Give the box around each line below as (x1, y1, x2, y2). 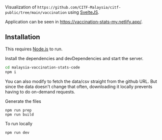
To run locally (5, 120, 33, 126)
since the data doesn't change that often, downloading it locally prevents (5, 83, 153, 90)
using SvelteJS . (68, 9, 100, 15)
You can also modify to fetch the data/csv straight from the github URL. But (5, 78, 157, 84)
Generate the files (5, 98, 42, 104)
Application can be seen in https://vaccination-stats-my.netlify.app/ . (5, 19, 143, 24)
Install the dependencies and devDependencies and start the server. (5, 55, 144, 61)
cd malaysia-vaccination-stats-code (5, 65, 80, 70)
